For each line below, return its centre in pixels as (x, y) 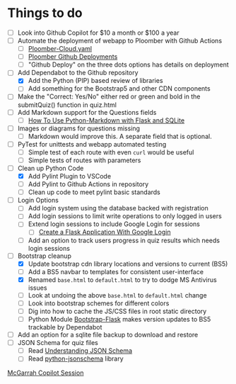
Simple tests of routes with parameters (84, 160)
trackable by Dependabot (65, 327)
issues (37, 288)
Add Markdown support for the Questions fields (87, 112)
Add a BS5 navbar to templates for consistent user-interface (116, 271)
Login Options (38, 201)
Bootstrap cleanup (45, 256)
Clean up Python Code (51, 168)
